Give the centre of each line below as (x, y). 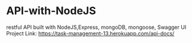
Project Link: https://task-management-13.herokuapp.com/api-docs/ (90, 33)
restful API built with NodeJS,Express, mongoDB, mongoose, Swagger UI (96, 27)
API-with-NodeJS (51, 11)
